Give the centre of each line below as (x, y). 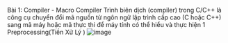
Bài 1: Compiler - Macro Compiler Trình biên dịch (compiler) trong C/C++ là (114, 10)
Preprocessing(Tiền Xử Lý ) (46, 32)
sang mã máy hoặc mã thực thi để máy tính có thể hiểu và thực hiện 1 (106, 25)
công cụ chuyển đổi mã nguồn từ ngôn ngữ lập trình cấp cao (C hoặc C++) (114, 17)
